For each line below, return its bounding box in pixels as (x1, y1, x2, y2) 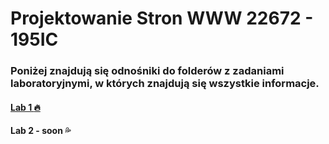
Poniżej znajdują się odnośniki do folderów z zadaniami (10, 64, 285, 78)
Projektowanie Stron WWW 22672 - (10, 7, 314, 30)
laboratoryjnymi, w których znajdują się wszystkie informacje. (10, 77, 320, 91)
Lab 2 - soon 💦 (10, 125, 72, 137)
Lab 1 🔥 (10, 101, 41, 113)
